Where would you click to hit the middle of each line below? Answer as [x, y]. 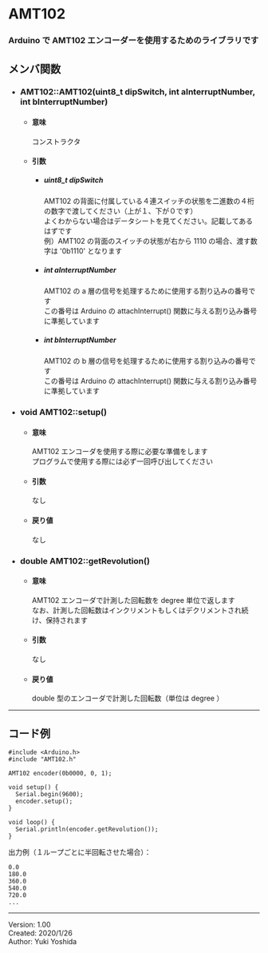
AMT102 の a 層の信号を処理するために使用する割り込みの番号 [146, 291]
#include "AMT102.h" [43, 760]
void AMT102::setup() [63, 413]
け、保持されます [59, 620]
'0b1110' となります [91, 251]
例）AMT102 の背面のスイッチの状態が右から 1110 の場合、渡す [147, 241]
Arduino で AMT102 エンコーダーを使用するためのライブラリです [134, 41]
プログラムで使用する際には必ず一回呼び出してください [122, 461]
